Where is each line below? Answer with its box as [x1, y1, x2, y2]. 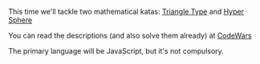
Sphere [8, 15, 33, 25]
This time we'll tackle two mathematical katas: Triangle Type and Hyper [8, 7, 245, 16]
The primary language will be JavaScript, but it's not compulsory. [8, 46, 225, 55]
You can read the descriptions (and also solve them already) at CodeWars [8, 31, 252, 40]
